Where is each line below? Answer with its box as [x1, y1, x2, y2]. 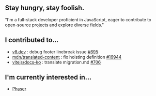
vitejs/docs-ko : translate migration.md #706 [12, 59, 101, 65]
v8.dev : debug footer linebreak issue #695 [12, 48, 98, 55]
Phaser [12, 86, 27, 92]
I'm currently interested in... [5, 73, 92, 81]
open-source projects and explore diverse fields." [5, 22, 104, 28]
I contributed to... [5, 36, 59, 44]
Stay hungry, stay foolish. [5, 4, 85, 12]
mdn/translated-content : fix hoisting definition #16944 [12, 54, 122, 60]
